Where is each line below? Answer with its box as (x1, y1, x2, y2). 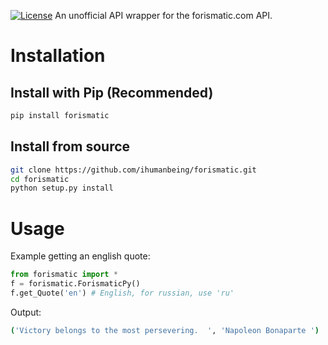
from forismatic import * (10, 270, 118, 280)
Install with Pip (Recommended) (10, 84, 214, 101)
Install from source (10, 138, 131, 155)
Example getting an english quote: (10, 250, 151, 262)
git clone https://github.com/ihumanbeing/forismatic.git (10, 165, 257, 175)
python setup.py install (10, 183, 114, 194)
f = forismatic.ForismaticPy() (10, 279, 141, 289)
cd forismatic (10, 174, 70, 184)
